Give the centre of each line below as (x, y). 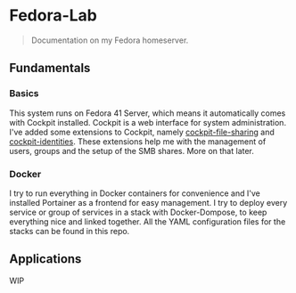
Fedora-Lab (53, 16)
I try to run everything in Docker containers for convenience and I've (135, 193)
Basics (24, 94)
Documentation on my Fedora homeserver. (110, 40)
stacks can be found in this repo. (70, 231)
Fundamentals (50, 68)
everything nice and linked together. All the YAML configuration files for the (148, 221)
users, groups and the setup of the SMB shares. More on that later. (132, 151)
